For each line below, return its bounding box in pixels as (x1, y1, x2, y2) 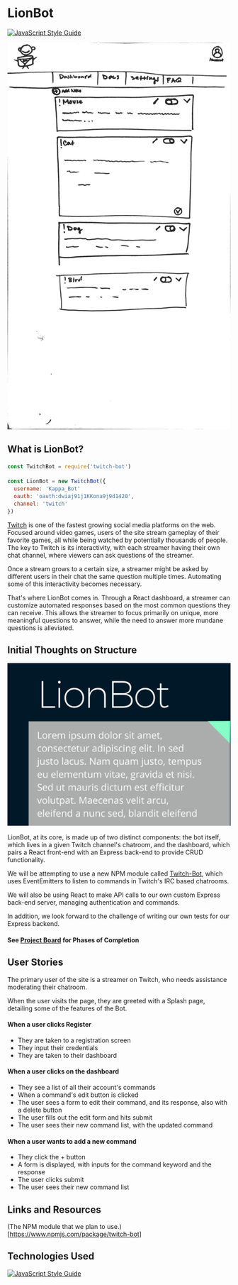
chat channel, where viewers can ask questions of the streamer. (7, 551, 194, 559)
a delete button (17, 1105, 62, 1114)
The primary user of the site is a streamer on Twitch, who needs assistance (7, 975, 227, 983)
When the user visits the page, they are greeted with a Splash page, (7, 996, 205, 1005)
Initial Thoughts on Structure (7, 644, 137, 656)
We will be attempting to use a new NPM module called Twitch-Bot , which (7, 869, 223, 878)
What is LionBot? (7, 443, 84, 456)
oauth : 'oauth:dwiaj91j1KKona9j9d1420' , (13, 493, 135, 500)
